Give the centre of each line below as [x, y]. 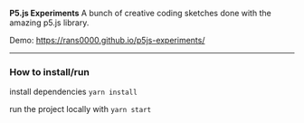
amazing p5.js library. [49, 23]
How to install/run [50, 71]
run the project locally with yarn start [81, 109]
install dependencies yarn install [73, 92]
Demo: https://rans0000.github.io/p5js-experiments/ [107, 40]
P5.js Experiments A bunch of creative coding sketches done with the [140, 13]
